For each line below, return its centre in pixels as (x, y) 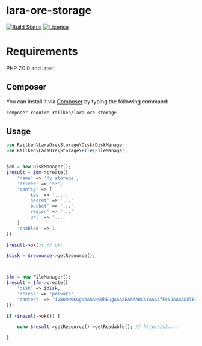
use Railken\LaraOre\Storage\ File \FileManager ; (67, 151)
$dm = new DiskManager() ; (38, 167)
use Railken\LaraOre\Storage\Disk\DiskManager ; (67, 145)
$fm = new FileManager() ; (38, 277)
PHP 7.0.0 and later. (30, 68)
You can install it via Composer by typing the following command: (87, 101)
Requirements (42, 51)
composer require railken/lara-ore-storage (62, 113)
